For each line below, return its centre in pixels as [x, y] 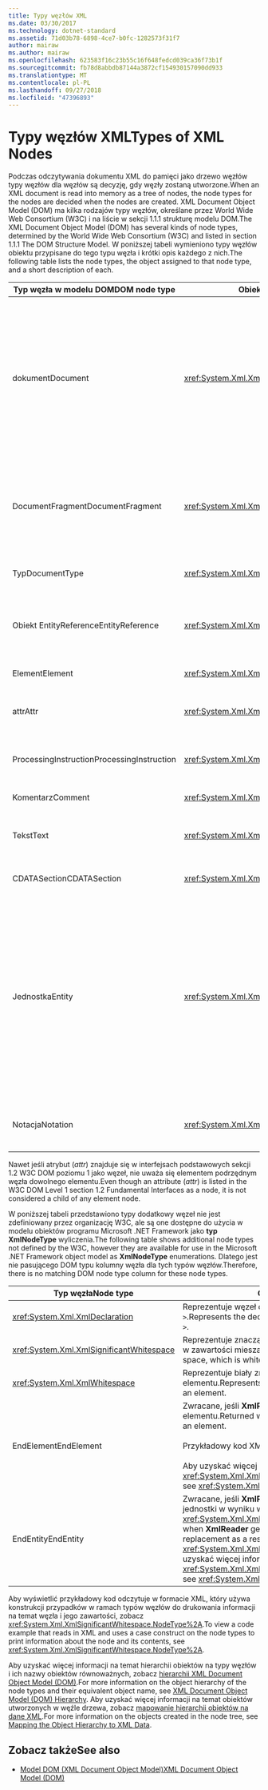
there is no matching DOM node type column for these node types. [118, 1274]
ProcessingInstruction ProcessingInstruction [95, 760]
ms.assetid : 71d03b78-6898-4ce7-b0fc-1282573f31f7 [94, 38]
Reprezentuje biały [217, 1373]
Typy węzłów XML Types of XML [116, 137]
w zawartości [207, 1350]
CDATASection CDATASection [67, 879]
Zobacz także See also [64, 1750]
